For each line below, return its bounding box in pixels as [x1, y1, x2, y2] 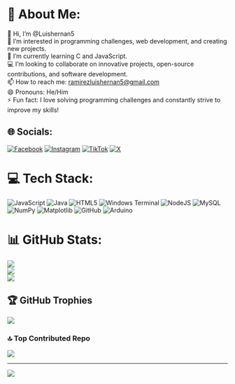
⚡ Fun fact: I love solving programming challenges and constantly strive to [7, 95, 221, 104]
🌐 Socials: [7, 126, 53, 138]
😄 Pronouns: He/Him [7, 88, 69, 96]
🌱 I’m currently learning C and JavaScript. [7, 52, 128, 60]
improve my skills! [7, 105, 59, 114]
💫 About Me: [7, 6, 81, 22]
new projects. [7, 44, 47, 53]
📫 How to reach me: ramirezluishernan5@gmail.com [7, 77, 159, 86]
